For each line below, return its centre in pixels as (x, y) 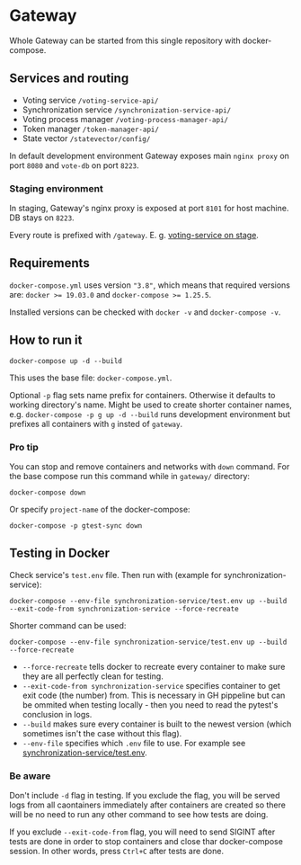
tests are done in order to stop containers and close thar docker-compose (146, 842)
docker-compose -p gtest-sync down (76, 526)
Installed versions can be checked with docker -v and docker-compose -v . (145, 312)
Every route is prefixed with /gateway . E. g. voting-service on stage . (134, 236)
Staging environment (56, 188)
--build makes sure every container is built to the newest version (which (157, 724)
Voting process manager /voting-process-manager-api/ (125, 119)
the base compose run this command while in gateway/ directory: (129, 476)
